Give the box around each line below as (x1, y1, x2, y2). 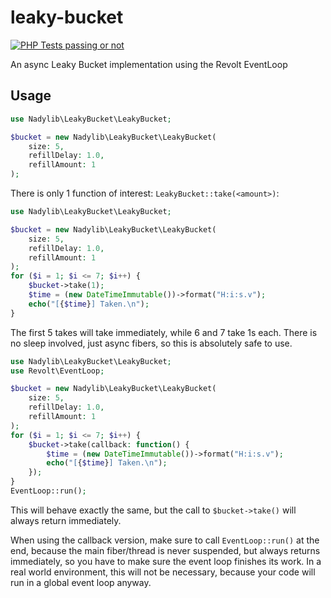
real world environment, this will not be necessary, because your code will (10, 566, 316, 578)
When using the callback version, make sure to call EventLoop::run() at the (10, 534, 320, 546)
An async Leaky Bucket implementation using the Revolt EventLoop (10, 58, 288, 70)
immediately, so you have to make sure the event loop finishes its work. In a (10, 555, 322, 567)
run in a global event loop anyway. (10, 576, 152, 588)
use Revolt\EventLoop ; (10, 366, 105, 376)
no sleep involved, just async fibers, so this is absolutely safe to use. (10, 337, 293, 349)
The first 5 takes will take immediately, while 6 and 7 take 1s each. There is (10, 326, 318, 338)
